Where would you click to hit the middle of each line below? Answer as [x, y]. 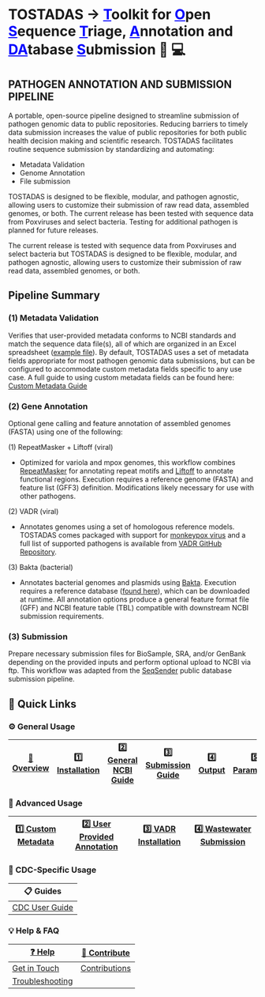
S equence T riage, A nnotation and [121, 31]
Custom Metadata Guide [48, 386]
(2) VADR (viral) [34, 511]
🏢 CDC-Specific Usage [52, 870]
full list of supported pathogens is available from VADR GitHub [121, 543]
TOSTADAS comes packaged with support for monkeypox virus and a [132, 534]
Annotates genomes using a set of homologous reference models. [127, 527]
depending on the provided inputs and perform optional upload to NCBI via [129, 663]
